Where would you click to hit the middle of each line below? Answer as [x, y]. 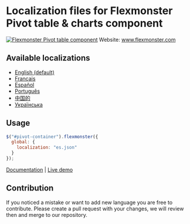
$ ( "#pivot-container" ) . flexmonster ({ [52, 136]
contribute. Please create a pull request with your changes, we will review [95, 208]
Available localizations [48, 58]
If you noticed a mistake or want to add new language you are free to [89, 202]
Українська [28, 105]
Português [27, 91]
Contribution [30, 188]
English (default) [34, 72]
